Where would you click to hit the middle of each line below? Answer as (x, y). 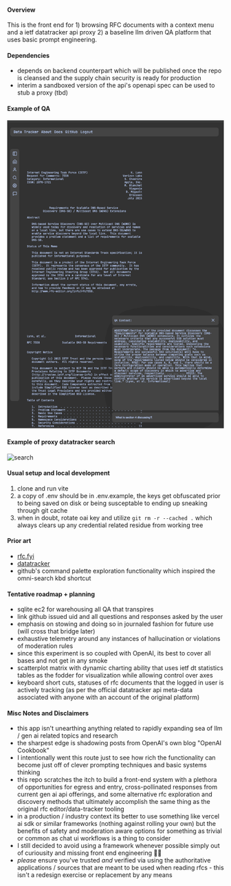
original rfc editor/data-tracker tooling (71, 809)
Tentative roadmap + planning (51, 594)
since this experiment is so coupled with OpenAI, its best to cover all (114, 653)
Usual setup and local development (58, 473)
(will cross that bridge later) (56, 631)
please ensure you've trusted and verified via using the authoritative (114, 860)
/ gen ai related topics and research (67, 736)
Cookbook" (33, 750)
